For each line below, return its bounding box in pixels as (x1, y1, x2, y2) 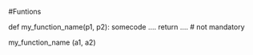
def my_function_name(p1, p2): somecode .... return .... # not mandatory (8, 22, 246, 31)
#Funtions (8, 7, 42, 16)
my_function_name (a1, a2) (8, 37, 96, 47)
